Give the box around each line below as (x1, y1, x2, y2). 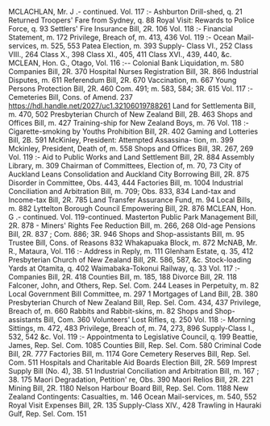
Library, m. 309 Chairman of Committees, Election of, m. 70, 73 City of (8, 161, 242, 170)
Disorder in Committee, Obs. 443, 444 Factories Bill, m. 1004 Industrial (8, 178, 243, 188)
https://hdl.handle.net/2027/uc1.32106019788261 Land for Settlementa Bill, (8, 101, 256, 110)
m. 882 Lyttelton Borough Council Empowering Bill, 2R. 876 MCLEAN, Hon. (8, 204, 256, 213)
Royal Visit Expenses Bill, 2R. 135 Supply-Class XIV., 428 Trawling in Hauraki (8, 400, 262, 410)
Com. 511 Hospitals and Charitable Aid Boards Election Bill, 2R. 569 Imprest (8, 358, 258, 367)
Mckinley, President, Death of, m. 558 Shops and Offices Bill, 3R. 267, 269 (8, 144, 254, 153)
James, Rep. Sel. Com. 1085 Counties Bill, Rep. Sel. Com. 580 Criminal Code (8, 341, 262, 349)
